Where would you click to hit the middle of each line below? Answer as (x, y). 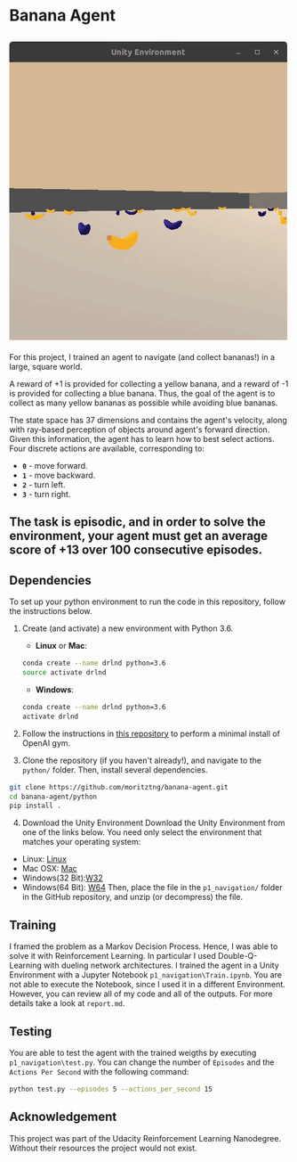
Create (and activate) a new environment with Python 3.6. (128, 628)
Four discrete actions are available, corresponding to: (107, 448)
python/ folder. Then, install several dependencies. (115, 769)
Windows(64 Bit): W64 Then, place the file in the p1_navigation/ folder (152, 888)
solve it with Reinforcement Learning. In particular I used (112, 956)
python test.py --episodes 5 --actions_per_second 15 (111, 1089)
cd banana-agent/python (53, 797)
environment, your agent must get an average (139, 536)
